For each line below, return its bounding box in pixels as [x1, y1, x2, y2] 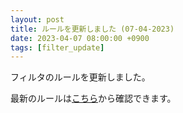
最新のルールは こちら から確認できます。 [10, 92, 177, 105]
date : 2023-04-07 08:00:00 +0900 [10, 33, 150, 43]
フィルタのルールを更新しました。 [10, 71, 151, 83]
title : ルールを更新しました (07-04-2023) [10, 24, 175, 34]
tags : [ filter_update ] [10, 42, 105, 53]
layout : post [10, 14, 65, 25]
